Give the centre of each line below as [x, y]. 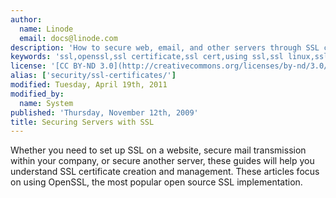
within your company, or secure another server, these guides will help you [162, 161]
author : [26, 19]
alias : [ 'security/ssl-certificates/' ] [93, 76]
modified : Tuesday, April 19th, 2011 [89, 85]
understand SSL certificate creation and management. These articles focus [165, 172]
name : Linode [46, 29]
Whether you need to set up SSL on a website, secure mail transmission [158, 150]
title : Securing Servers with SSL [82, 122]
